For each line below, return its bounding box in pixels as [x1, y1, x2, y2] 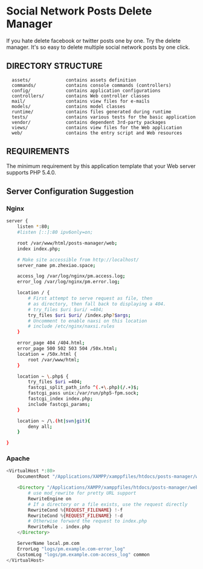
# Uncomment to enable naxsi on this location [28, 318, 147, 324]
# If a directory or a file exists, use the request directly [28, 501, 188, 507]
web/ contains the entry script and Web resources [11, 130, 182, 136]
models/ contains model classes [11, 103, 126, 109]
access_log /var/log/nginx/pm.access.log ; [17, 273, 126, 279]
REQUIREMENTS [6, 146, 69, 156]
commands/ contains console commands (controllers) [11, 82, 172, 88]
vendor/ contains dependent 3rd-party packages [11, 119, 166, 125]
